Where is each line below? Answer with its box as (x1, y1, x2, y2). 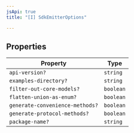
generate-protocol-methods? (9, 110, 89, 117)
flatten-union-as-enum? (9, 94, 77, 101)
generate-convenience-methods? (9, 102, 99, 109)
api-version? (9, 69, 47, 76)
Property (41, 59, 67, 67)
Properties (6, 41, 47, 51)
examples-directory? (9, 78, 68, 84)
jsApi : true (6, 8, 36, 15)
